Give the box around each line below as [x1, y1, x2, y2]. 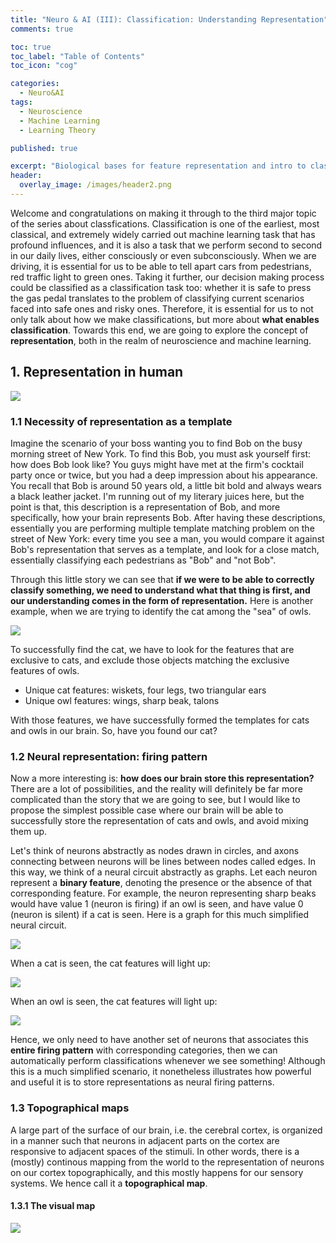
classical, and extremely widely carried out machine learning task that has [10, 228, 316, 240]
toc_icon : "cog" [10, 61, 78, 71]
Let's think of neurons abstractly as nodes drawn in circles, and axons [10, 845, 300, 857]
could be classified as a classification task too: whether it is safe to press [10, 281, 312, 293]
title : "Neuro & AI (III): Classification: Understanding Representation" [10, 14, 329, 25]
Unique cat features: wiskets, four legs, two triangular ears [24, 684, 267, 696]
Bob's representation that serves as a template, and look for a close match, [10, 543, 320, 555]
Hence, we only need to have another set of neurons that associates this [10, 1034, 309, 1046]
